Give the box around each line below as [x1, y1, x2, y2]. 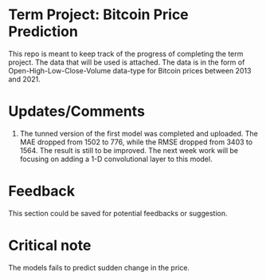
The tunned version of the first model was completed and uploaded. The [19, 128, 259, 138]
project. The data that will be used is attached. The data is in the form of [8, 57, 245, 67]
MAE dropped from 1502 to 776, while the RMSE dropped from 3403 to [19, 137, 253, 147]
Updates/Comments [8, 102, 146, 120]
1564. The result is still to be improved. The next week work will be [19, 145, 239, 155]
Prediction [8, 22, 78, 41]
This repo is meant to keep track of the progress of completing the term [8, 49, 244, 58]
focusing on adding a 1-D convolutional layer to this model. [19, 154, 213, 164]
